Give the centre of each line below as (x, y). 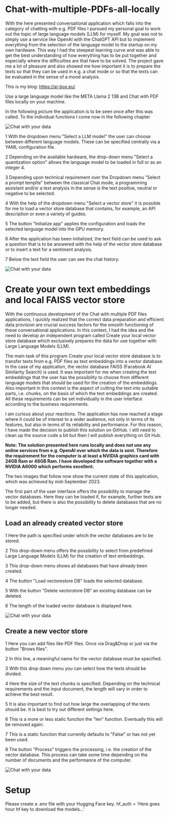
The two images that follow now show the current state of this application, (82, 476)
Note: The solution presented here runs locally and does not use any (78, 445)
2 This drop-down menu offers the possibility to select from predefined (79, 550)
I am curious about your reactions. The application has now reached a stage (84, 414)
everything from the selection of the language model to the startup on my (81, 44)
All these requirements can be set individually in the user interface (74, 399)
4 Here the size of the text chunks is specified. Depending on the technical (83, 683)
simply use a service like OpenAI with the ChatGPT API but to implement (80, 39)
